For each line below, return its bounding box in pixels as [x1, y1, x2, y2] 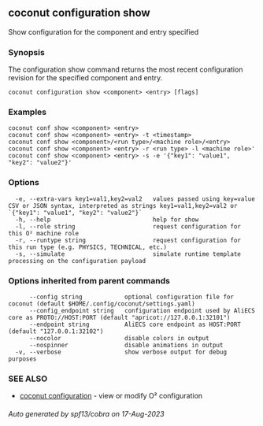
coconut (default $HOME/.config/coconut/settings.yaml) [8, 300, 195, 308]
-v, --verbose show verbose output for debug [15, 348, 227, 356]
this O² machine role [8, 229, 80, 237]
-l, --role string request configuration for [15, 222, 242, 231]
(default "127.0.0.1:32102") [8, 328, 104, 335]
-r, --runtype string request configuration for [15, 236, 242, 244]
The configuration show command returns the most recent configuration [8, 65, 243, 74]
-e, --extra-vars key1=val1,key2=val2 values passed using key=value [15, 194, 256, 203]
